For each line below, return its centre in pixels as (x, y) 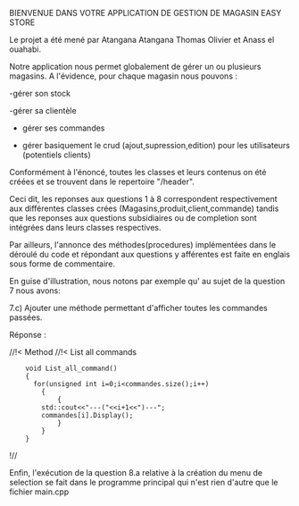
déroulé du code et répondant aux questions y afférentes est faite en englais (150, 254)
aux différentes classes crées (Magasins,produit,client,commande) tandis (144, 208)
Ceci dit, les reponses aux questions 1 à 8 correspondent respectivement (144, 199)
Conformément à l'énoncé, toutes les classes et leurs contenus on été (138, 172)
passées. (26, 317)
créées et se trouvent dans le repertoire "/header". (102, 181)
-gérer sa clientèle (43, 110)
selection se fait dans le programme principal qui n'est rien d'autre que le (144, 482)
